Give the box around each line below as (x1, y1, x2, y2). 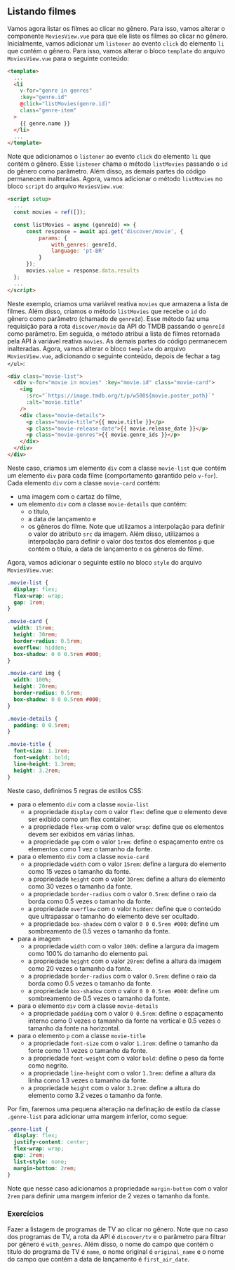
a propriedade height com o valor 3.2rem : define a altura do (27, 1083, 201, 1092)
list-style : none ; (13, 1158, 68, 1165)
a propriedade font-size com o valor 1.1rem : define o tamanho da (27, 1039, 219, 1047)
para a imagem (17, 934, 61, 943)
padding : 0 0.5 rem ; (13, 721, 71, 729)
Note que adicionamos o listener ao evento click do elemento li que (7, 152, 211, 161)
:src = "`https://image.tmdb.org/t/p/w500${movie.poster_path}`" (25, 393, 215, 400)
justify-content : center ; (13, 1139, 90, 1146)
